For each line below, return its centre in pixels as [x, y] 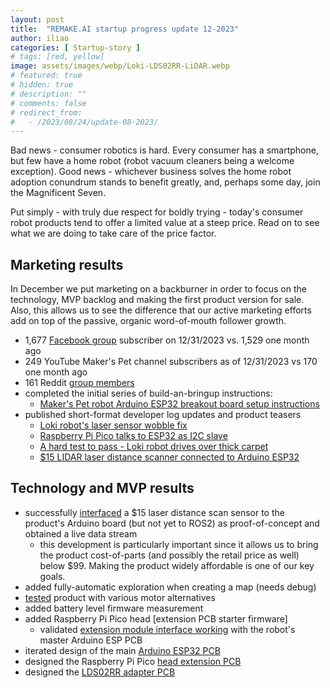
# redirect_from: [46, 112]
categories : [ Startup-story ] [75, 47]
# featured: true [46, 76]
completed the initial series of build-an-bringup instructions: [148, 393]
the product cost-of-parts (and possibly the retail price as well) [169, 555]
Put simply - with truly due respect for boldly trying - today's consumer [157, 212]
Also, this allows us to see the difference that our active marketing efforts [161, 310]
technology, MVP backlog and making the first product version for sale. [157, 300]
